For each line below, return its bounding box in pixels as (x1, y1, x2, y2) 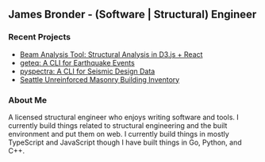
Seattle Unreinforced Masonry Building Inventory (19, 74, 180, 84)
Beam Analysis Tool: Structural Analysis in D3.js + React (19, 49, 203, 59)
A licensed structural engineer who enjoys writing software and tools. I (8, 112, 240, 122)
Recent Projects (8, 32, 71, 43)
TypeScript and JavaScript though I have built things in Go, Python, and (8, 138, 242, 147)
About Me (8, 94, 48, 105)
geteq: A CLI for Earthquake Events (19, 58, 135, 67)
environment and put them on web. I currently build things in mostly (8, 129, 230, 138)
